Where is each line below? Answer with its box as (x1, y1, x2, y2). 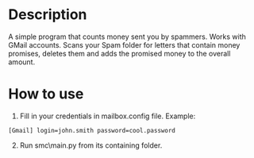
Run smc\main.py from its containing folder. (19, 141, 163, 150)
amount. (8, 57, 36, 67)
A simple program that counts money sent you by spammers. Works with (8, 32, 246, 41)
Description (8, 6, 87, 24)
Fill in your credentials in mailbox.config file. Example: (19, 111, 196, 121)
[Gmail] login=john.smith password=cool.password (8, 126, 176, 134)
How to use (8, 85, 84, 103)
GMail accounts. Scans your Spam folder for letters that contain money (8, 40, 241, 49)
